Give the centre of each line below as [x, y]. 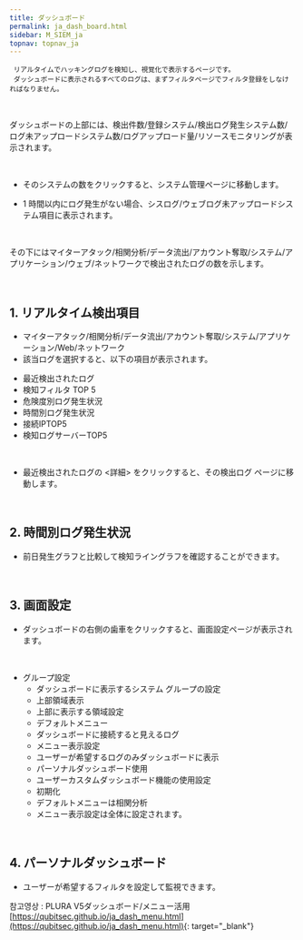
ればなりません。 [36, 89]
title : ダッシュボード [48, 18]
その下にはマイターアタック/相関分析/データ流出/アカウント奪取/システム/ [147, 252]
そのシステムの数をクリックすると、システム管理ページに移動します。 [153, 185]
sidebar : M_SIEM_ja [46, 35]
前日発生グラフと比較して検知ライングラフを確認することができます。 [153, 556]
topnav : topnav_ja [44, 43]
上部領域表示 [60, 700]
